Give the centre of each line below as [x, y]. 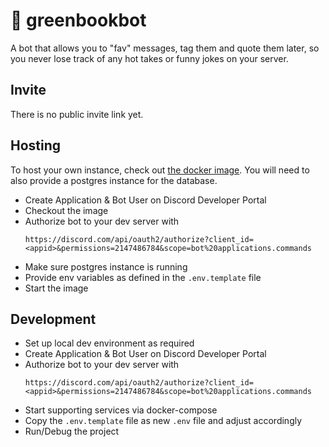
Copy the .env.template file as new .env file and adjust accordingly [163, 421]
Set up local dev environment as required [109, 343]
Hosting [36, 145]
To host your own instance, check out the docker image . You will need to [160, 170]
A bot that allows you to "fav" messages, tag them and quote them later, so [165, 48]
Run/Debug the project [72, 431]
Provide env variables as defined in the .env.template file [143, 277]
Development [53, 319]
